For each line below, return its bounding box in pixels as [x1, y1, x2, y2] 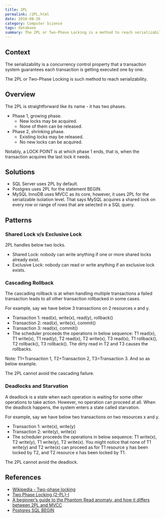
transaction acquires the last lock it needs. [5, 153, 91, 160]
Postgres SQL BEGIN [12, 507, 55, 513]
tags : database [5, 26, 36, 30]
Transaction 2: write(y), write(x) [12, 429, 77, 434]
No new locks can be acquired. [19, 139, 82, 145]
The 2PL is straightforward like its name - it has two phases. [5, 103, 127, 109]
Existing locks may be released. [19, 134, 84, 140]
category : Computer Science [5, 21, 63, 26]
